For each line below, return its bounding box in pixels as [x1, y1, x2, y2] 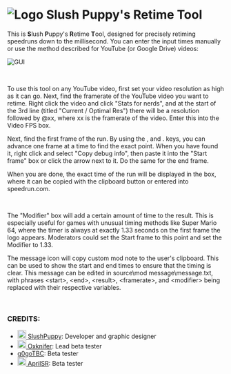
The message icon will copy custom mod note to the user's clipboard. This [7, 254, 219, 262]
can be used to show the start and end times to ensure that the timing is [7, 261, 212, 269]
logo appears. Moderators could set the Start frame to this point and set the [7, 233, 222, 242]
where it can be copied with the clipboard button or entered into [7, 177, 189, 186]
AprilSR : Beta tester [27, 360, 83, 368]
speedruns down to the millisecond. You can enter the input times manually [7, 37, 221, 45]
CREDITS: [7, 314, 41, 324]
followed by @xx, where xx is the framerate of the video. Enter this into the [7, 114, 219, 122]
